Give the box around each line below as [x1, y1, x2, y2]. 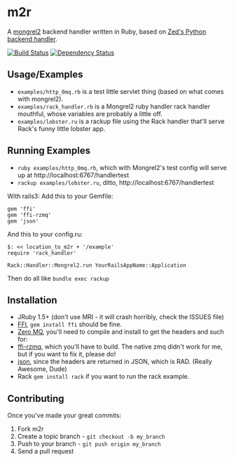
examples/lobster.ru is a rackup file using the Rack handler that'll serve [17, 117, 225, 125]
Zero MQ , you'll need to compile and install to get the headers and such [17, 328, 224, 336]
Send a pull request [17, 447, 74, 456]
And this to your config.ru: [7, 230, 83, 238]
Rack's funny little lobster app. [17, 124, 106, 133]
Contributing [7, 393, 64, 405]
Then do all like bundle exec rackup [7, 274, 110, 282]
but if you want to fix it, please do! [17, 350, 116, 358]
